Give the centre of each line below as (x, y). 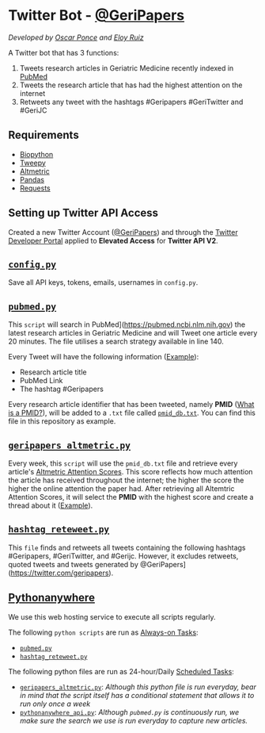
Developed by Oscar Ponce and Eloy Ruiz (76, 37)
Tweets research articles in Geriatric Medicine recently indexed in (127, 68)
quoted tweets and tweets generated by (73, 564)
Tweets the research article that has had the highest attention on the (131, 85)
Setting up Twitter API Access (83, 213)
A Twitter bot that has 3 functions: (64, 52)
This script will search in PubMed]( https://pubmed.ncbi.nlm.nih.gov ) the (127, 324)
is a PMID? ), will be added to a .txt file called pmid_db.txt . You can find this (132, 413)
